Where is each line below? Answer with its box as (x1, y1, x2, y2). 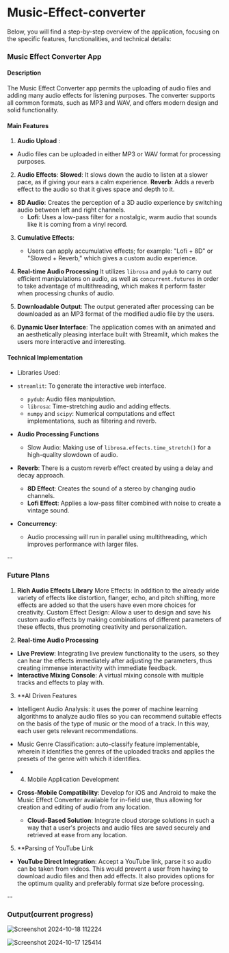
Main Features (7, 121, 49, 129)
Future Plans (7, 571, 50, 580)
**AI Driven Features (16, 691, 77, 700)
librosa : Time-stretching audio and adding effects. (27, 402, 171, 410)
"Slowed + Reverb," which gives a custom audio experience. (27, 254, 198, 262)
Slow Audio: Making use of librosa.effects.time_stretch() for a (27, 443, 211, 451)
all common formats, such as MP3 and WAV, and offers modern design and (7, 99, 219, 107)
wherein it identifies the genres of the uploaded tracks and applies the (16, 747, 215, 755)
